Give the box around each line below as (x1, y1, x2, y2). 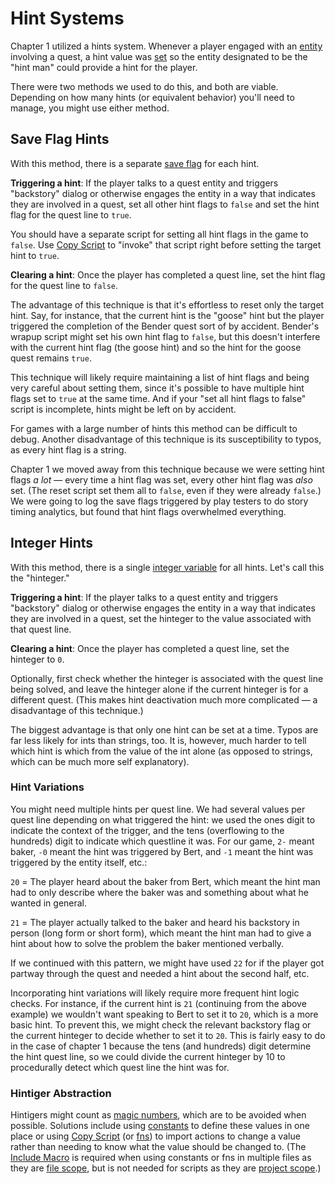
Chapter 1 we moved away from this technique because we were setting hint (10, 463, 325, 475)
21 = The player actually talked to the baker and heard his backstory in (10, 916, 300, 928)
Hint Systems (10, 7, 125, 30)
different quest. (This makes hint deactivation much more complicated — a (10, 693, 318, 706)
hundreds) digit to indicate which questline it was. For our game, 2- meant (10, 835, 315, 847)
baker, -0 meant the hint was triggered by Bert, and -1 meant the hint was (10, 845, 314, 857)
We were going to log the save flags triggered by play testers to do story (10, 495, 309, 507)
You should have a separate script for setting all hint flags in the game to (10, 228, 309, 240)
